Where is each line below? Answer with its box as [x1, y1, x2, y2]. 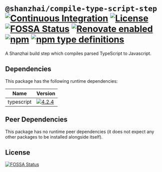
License [5, 148, 30, 157]
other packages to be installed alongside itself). [5, 134, 103, 140]
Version [36, 90, 56, 97]
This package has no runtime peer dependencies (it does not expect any [5, 129, 155, 135]
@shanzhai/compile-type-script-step [5, 4, 158, 13]
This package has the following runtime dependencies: [5, 78, 118, 84]
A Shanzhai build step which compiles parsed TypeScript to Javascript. [5, 50, 152, 56]
